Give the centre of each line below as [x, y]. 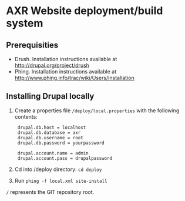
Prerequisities [32, 45]
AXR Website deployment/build [85, 11]
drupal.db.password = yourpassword [61, 143]
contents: [26, 116]
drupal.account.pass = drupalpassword [65, 158]
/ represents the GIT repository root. [50, 192]
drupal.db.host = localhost [52, 128]
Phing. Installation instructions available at [65, 71]
